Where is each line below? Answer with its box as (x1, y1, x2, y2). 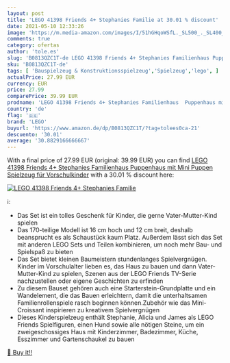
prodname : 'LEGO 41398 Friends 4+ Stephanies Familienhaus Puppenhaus (7, 99, 216, 106)
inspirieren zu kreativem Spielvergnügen (45, 306, 159, 314)
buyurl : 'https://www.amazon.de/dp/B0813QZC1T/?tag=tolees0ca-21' (7, 125, 201, 132)
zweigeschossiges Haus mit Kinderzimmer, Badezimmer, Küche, (16, 328, 199, 336)
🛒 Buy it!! (7, 349, 33, 357)
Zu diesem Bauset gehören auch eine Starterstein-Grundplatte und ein (16, 284, 216, 292)
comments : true (7, 36, 51, 42)
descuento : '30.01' (7, 131, 63, 138)
